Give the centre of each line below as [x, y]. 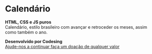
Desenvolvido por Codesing [34, 41]
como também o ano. [26, 32]
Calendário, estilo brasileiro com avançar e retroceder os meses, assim [76, 27]
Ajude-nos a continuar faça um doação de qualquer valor [62, 46]
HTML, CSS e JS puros [28, 22]
